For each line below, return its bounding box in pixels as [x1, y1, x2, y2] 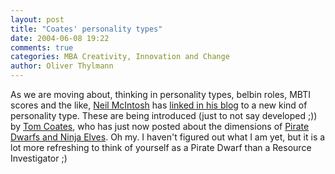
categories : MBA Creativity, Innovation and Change [10, 52, 230, 62]
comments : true [10, 42, 74, 53]
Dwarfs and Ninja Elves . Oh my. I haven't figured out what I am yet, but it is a [10, 131, 326, 143]
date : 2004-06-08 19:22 [10, 33, 110, 43]
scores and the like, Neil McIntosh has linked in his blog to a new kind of [10, 99, 308, 111]
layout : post [10, 14, 65, 25]
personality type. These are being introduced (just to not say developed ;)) [10, 110, 318, 121]
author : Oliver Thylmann [10, 61, 114, 71]
